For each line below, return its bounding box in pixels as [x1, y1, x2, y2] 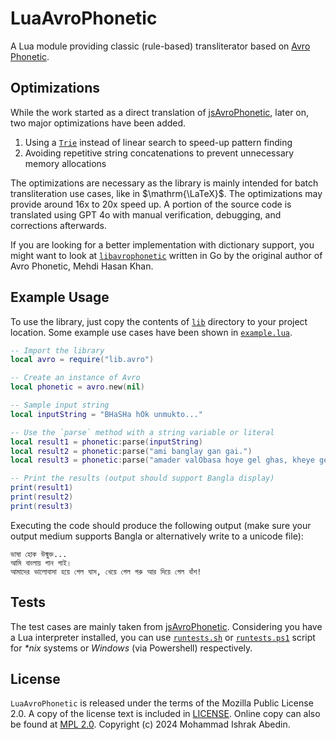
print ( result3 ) [10, 501, 74, 511]
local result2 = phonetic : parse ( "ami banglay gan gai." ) [10, 446, 253, 456]
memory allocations [24, 157, 107, 169]
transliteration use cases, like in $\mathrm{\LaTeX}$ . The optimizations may [10, 187, 323, 199]
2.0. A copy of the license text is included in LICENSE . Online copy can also [10, 708, 321, 720]
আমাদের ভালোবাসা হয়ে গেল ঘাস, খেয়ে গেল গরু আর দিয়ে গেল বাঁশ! [10, 567, 202, 577]
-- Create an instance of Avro [10, 373, 141, 383]
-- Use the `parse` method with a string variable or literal [10, 427, 275, 437]
